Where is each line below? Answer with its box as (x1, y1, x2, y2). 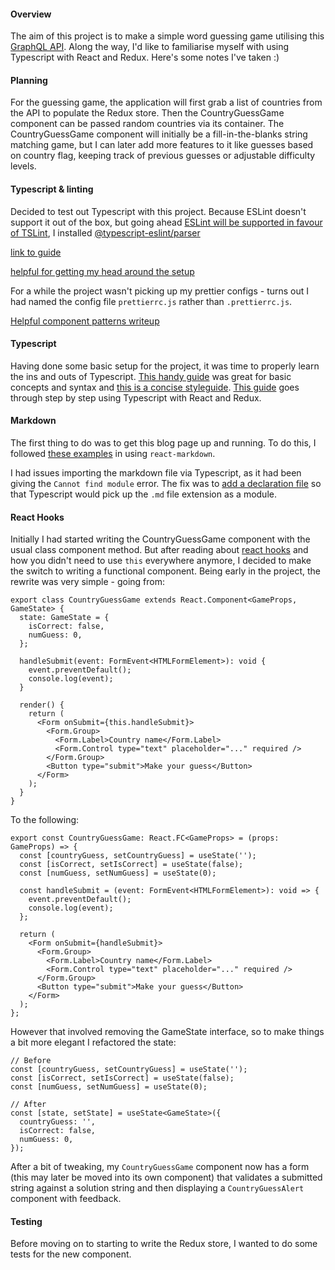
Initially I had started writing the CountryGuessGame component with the (10, 533, 311, 545)
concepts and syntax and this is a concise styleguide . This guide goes (10, 381, 300, 393)
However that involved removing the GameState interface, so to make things (10, 1026, 325, 1038)
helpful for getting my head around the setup (10, 265, 195, 277)
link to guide (10, 246, 62, 258)
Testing (10, 1215, 43, 1227)
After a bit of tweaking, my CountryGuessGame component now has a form (10, 1161, 310, 1173)
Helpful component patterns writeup (10, 315, 160, 327)
